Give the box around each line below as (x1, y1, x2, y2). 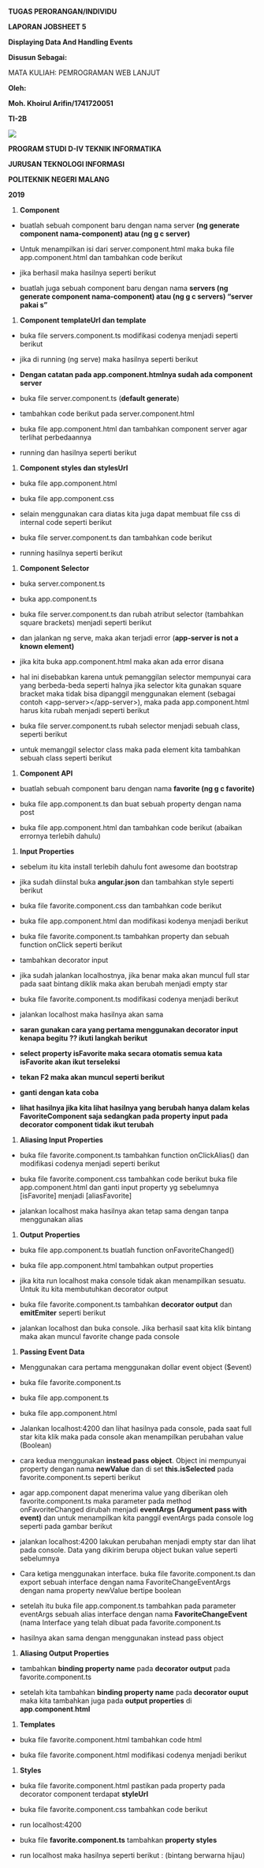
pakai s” (19, 300, 48, 309)
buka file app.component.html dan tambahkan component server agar (19, 425, 248, 433)
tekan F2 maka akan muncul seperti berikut (19, 1073, 165, 1081)
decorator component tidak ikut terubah (19, 1120, 154, 1129)
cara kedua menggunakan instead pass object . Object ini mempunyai (19, 1456, 247, 1465)
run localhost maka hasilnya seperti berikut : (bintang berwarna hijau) (19, 1851, 246, 1860)
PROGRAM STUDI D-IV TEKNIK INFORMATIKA (8, 144, 162, 153)
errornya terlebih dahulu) (19, 832, 101, 840)
